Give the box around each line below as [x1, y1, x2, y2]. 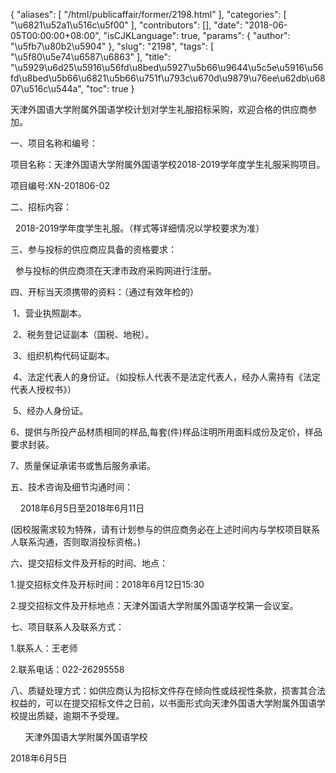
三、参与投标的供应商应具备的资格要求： [10, 244, 177, 255]
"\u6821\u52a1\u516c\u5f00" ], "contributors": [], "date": [10, 19, 243, 31]
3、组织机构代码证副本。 [12, 350, 115, 361]
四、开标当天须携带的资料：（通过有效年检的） [10, 286, 199, 298]
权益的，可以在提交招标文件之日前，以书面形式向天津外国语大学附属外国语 [10, 697, 317, 709]
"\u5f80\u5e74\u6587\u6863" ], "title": [10, 51, 172, 63]
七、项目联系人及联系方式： [10, 621, 125, 633]
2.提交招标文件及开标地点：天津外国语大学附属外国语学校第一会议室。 [10, 600, 299, 611]
